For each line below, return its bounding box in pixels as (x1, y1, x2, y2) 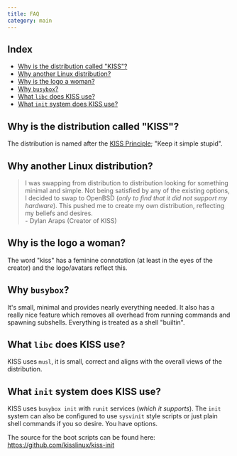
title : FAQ (7, 10, 40, 18)
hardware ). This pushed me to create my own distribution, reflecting (24, 201, 225, 210)
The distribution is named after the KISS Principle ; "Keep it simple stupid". (7, 139, 223, 148)
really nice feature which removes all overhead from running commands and (7, 310, 231, 319)
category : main (7, 17, 53, 24)
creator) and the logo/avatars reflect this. (7, 264, 128, 272)
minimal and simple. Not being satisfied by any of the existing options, (24, 186, 230, 195)
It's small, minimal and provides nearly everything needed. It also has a (7, 303, 215, 311)
